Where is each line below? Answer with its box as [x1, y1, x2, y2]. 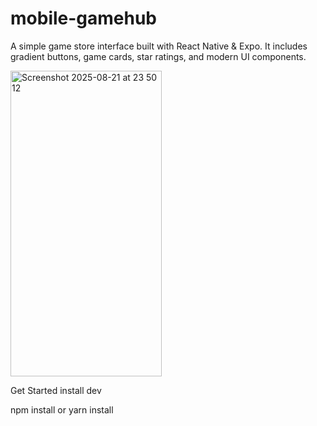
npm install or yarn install [10, 403, 114, 416]
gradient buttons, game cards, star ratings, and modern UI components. [10, 50, 307, 62]
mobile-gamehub [10, 7, 158, 30]
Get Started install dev [10, 384, 102, 396]
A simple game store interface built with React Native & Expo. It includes [10, 40, 308, 52]
